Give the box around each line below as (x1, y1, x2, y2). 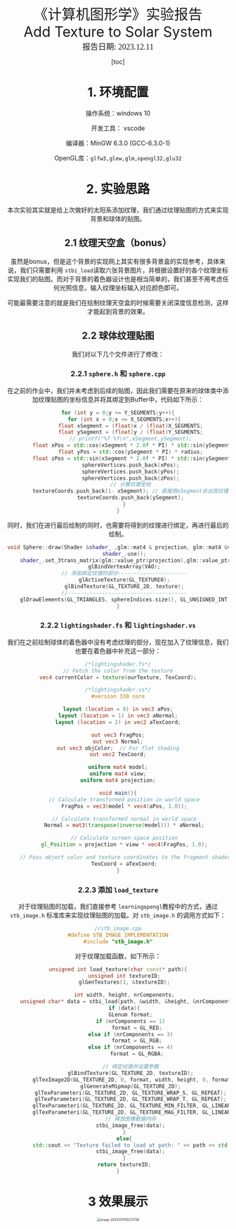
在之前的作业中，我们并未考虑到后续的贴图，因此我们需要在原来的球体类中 (7, 386, 223, 395)
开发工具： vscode (91, 124, 145, 132)
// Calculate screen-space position (70, 834, 178, 842)
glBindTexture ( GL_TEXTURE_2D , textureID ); (67, 1069, 194, 1076)
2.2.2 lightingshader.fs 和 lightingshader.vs (39, 620, 197, 630)
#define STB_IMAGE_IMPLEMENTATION (67, 931, 169, 938)
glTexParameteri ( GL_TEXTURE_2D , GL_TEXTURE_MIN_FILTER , (32, 1102, 199, 1109)
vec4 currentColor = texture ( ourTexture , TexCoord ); (39, 674, 197, 681)
